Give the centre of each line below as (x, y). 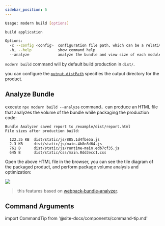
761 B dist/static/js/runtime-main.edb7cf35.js (65, 148)
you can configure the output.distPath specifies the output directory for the (82, 73)
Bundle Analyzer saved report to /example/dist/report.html (68, 127)
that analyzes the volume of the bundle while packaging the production (77, 112)
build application (24, 32)
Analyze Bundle (30, 94)
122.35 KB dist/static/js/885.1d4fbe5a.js (55, 139)
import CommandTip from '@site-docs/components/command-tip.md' (77, 218)
